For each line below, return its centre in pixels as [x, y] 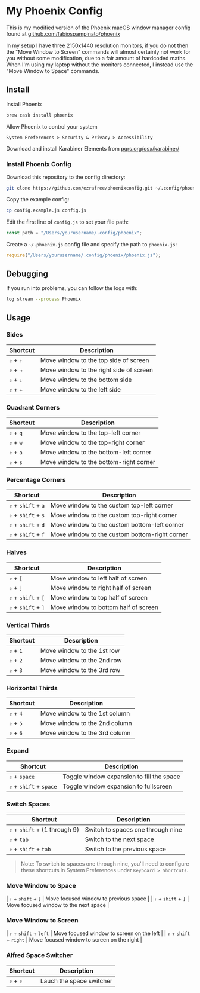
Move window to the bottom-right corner [98, 462]
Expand [17, 751]
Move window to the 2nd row [81, 660]
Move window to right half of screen [101, 588]
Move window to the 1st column [85, 714]
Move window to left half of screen [99, 578]
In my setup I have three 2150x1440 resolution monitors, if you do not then [97, 45]
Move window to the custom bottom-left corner [117, 525]
